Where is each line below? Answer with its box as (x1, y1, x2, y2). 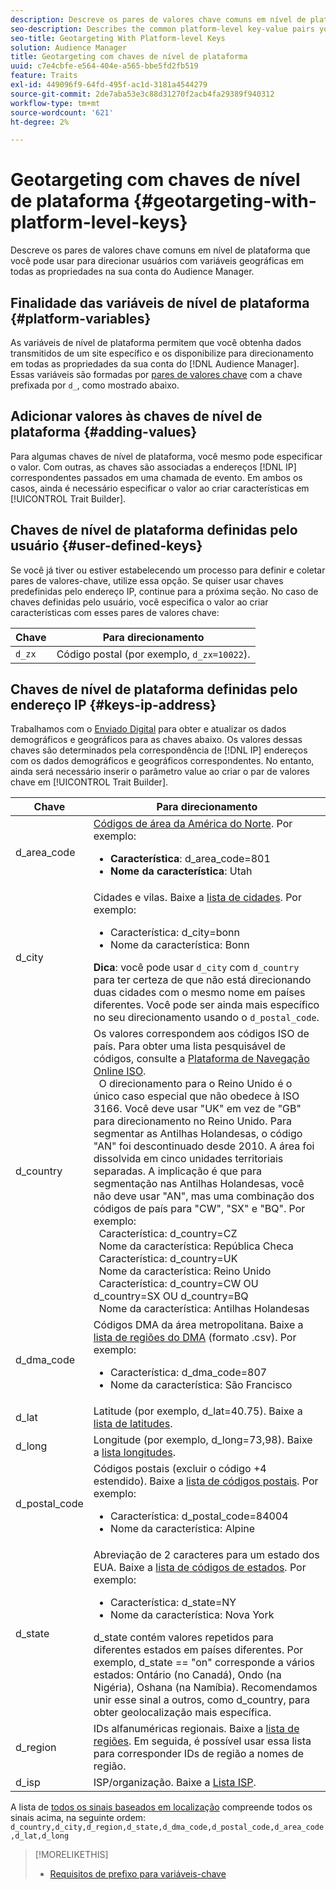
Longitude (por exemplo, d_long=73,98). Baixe (93, 1433, 313, 1447)
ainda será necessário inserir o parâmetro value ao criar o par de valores (10, 766, 310, 778)
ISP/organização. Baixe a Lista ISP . (93, 1776, 257, 1790)
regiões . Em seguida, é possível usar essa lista (93, 1734, 312, 1748)
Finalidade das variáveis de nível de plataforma (10, 294, 310, 311)
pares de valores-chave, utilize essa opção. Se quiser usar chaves (10, 574, 284, 586)
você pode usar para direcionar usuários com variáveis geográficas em (10, 255, 305, 267)
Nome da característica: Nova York (109, 1608, 275, 1622)
